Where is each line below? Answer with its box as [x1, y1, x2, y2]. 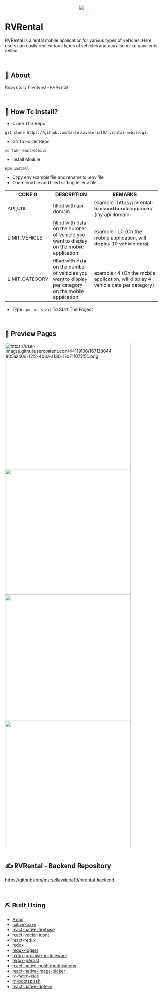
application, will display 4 [94, 276, 151, 282]
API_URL [7, 205, 27, 212]
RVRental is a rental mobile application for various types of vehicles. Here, [5, 37, 153, 43]
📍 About [5, 71, 30, 80]
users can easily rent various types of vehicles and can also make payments [5, 42, 158, 48]
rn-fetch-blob [12, 973, 40, 979]
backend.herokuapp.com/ [94, 205, 153, 212]
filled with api [53, 202, 83, 209]
